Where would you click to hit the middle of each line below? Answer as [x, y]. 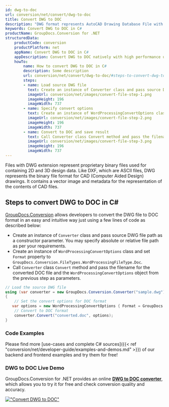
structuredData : [22, 38]
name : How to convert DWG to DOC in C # [65, 66]
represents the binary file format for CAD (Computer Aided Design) [75, 176]
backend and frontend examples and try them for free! [62, 354]
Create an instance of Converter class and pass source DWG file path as [87, 235]
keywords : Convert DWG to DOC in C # [44, 29]
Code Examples [25, 333]
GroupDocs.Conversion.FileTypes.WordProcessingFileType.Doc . [77, 262]
